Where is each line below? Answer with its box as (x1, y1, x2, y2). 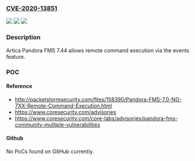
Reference (6, 83, 33, 90)
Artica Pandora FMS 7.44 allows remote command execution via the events (6, 46, 190, 54)
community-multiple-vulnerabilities (14, 121, 101, 128)
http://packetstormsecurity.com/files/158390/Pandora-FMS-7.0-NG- (14, 96, 182, 103)
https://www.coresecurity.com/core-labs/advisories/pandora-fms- (14, 115, 178, 122)
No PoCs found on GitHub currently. (6, 147, 94, 155)
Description (6, 33, 41, 42)
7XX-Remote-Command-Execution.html (14, 102, 113, 109)
